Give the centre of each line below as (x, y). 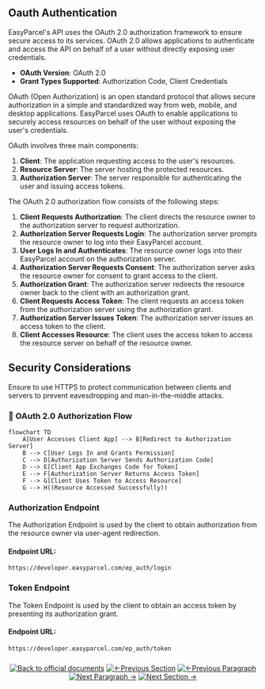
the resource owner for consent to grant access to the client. (119, 276)
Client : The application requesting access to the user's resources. (127, 161)
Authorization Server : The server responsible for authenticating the (131, 177)
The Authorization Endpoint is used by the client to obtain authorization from (132, 525)
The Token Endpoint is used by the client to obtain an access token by (123, 605)
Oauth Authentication (62, 13)
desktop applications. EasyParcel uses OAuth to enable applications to (123, 113)
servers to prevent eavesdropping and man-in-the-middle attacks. (116, 395)
